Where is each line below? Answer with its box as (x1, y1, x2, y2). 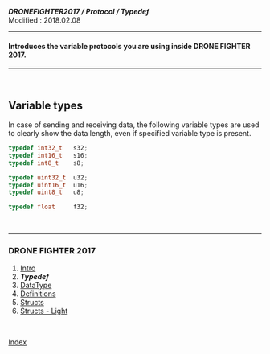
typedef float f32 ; (8, 203, 88, 212)
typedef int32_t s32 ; (8, 144, 88, 152)
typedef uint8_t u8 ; (8, 188, 84, 196)
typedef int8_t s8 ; (8, 158, 84, 167)
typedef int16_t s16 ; (8, 151, 88, 159)
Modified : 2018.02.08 (8, 15, 81, 25)
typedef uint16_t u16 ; (8, 181, 88, 189)
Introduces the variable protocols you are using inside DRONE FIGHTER (8, 41, 251, 51)
